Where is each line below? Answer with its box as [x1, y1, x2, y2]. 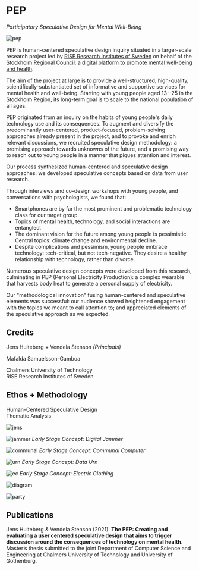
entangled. [14, 224, 42, 231]
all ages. [6, 102, 27, 109]
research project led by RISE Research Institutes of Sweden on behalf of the [6, 52, 192, 59]
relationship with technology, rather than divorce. [14, 255, 135, 262]
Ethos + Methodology [6, 390, 88, 400]
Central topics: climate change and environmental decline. [14, 236, 157, 244]
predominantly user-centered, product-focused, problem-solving [6, 126, 165, 133]
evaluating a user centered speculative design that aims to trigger [6, 532, 172, 539]
